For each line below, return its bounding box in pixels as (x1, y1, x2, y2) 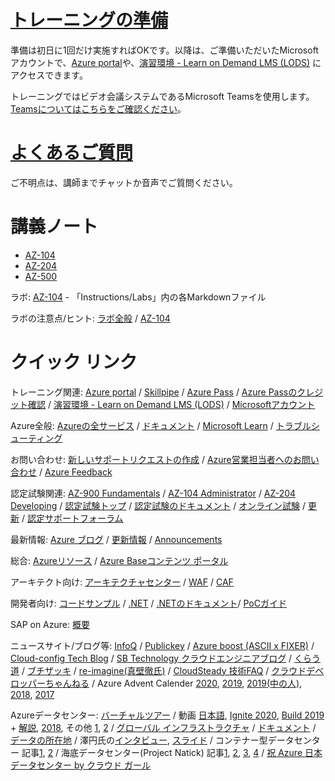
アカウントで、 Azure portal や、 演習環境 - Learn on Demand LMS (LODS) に (10, 56, 322, 68)
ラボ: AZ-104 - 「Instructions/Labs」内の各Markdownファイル (10, 291, 267, 303)
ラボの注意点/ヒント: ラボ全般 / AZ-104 (10, 312, 171, 324)
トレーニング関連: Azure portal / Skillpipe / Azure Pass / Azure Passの (10, 386, 298, 398)
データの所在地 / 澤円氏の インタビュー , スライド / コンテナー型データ (10, 734, 295, 746)
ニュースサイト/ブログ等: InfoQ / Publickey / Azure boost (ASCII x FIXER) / (10, 639, 315, 651)
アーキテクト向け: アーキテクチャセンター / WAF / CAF (10, 576, 234, 588)
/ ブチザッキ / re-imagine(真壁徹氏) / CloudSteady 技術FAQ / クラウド (21, 664, 307, 676)
